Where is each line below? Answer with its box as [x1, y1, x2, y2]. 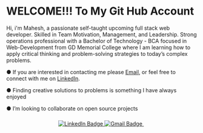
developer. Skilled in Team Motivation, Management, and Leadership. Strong [6, 30, 197, 38]
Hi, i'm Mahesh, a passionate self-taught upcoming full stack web [6, 24, 170, 32]
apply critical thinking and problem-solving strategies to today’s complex [6, 50, 188, 57]
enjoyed [6, 93, 27, 100]
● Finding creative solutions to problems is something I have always [6, 86, 177, 94]
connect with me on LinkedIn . [6, 75, 80, 82]
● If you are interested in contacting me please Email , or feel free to [6, 68, 176, 75]
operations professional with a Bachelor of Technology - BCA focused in [6, 37, 187, 44]
